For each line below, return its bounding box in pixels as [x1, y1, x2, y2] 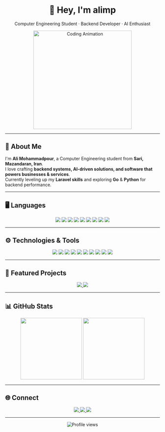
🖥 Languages [5, 201, 46, 210]
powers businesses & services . [5, 171, 70, 177]
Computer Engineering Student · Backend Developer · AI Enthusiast [14, 21, 151, 27]
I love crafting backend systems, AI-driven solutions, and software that [5, 166, 153, 172]
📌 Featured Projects [5, 268, 67, 277]
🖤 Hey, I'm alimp [49, 4, 116, 16]
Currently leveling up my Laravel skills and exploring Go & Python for [5, 176, 146, 182]
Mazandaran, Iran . [5, 161, 43, 166]
